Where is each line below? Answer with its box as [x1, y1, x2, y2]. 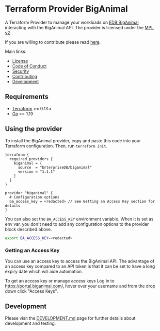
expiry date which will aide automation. [5, 268, 83, 274]
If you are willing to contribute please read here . [5, 39, 101, 45]
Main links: [5, 49, 27, 54]
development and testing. [5, 320, 56, 326]
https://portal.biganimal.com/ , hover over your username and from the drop [5, 283, 156, 289]
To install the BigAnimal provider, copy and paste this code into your [5, 137, 141, 144]
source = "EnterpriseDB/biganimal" [17, 165, 92, 170]
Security [12, 68, 29, 74]
